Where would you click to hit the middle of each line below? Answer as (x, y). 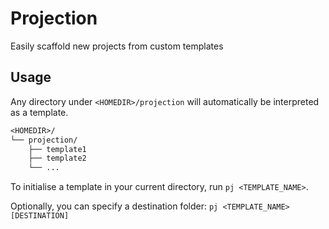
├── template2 (57, 158)
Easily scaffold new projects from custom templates (117, 46)
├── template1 (57, 149)
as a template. (39, 112)
